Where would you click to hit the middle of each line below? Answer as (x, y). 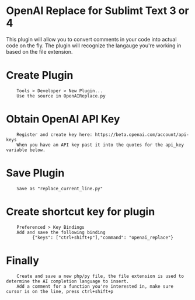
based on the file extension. (39, 51)
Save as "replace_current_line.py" (60, 189)
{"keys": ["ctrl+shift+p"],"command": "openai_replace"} (103, 238)
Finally (23, 260)
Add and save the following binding (61, 232)
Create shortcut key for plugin (81, 212)
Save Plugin (35, 173)
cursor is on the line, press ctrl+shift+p (60, 291)
